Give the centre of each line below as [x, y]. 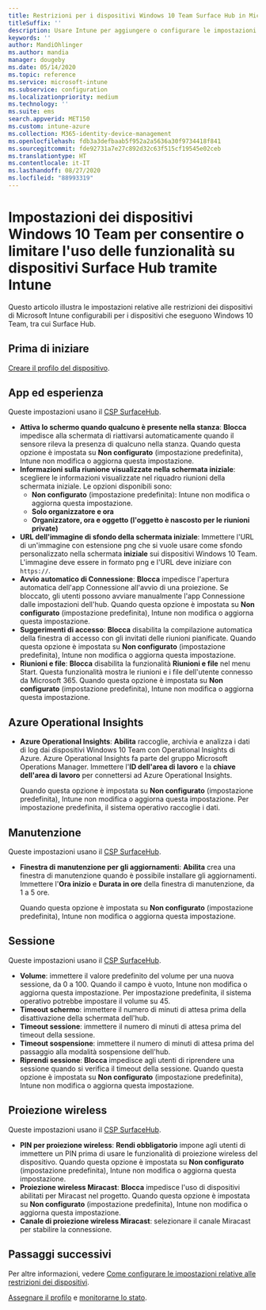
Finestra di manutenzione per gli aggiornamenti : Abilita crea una [127, 868]
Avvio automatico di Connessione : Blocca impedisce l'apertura [124, 579]
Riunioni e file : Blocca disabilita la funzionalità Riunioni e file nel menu [135, 663]
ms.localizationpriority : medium [63, 97]
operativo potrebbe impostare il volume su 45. [95, 1001]
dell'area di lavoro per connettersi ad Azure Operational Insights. [126, 775]
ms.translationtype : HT [47, 156]
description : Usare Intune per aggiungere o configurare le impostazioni [133, 30]
